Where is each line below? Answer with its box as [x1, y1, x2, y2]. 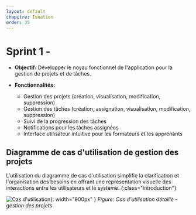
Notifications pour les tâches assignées [23, 124, 119, 131]
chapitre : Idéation [6, 14, 54, 20]
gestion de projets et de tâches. [14, 70, 92, 77]
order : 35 [6, 19, 30, 25]
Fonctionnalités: [14, 81, 56, 88]
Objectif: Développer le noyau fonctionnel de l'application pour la [14, 64, 173, 71]
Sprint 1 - [6, 45, 51, 58]
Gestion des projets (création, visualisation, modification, [23, 93, 161, 100]
